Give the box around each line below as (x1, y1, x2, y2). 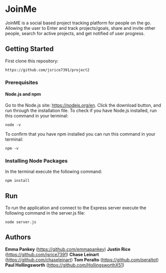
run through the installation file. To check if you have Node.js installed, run (5, 108, 157, 113)
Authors (5, 233, 31, 241)
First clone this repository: (5, 58, 58, 64)
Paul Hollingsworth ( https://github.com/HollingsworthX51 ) (5, 262, 125, 268)
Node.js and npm (5, 91, 41, 97)
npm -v (5, 146, 19, 151)
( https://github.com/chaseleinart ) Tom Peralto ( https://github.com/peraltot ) (5, 257, 159, 263)
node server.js (5, 219, 37, 224)
